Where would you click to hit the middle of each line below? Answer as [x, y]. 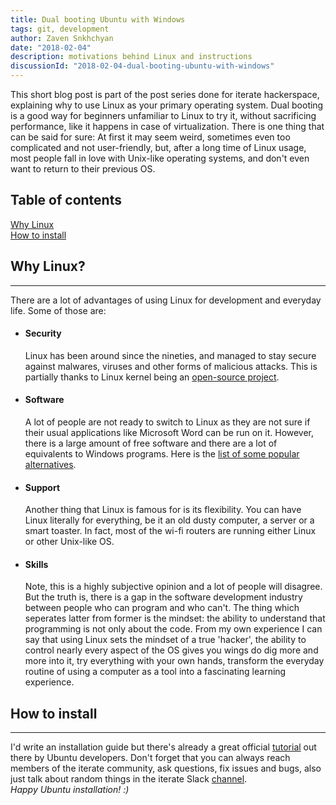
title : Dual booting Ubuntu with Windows [98, 19]
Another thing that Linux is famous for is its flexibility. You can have [163, 510]
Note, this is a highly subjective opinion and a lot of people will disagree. [173, 587]
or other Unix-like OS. [69, 542]
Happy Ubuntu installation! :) [70, 790]
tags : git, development [60, 29]
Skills [36, 564]
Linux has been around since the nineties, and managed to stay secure [170, 355]
